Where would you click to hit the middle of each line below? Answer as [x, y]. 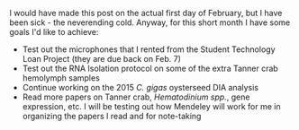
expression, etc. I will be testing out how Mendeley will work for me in [151, 106]
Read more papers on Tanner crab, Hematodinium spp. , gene [136, 97]
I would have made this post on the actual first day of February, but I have [146, 13]
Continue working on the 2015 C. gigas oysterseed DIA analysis [140, 87]
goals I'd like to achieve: [54, 32]
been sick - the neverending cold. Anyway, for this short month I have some [150, 22]
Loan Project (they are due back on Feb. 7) [102, 59]
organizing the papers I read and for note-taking [112, 116]
